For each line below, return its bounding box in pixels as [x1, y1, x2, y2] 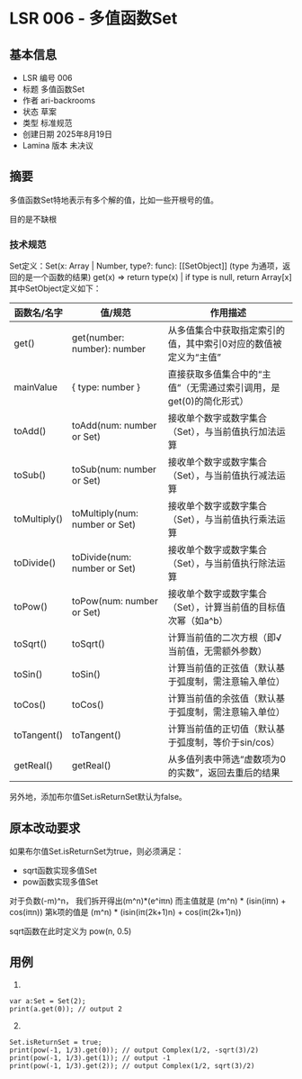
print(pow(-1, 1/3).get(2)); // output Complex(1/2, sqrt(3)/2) [9, 1061, 255, 1070]
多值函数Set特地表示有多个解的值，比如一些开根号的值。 [9, 195, 218, 205]
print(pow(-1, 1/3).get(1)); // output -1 [9, 1053, 171, 1063]
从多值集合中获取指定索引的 [167, 324, 286, 337]
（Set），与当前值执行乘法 [167, 513, 277, 526]
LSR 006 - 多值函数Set [9, 8, 178, 29]
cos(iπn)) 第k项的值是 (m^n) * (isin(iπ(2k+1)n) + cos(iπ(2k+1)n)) [9, 906, 242, 917]
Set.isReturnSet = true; [9, 1038, 102, 1047]
